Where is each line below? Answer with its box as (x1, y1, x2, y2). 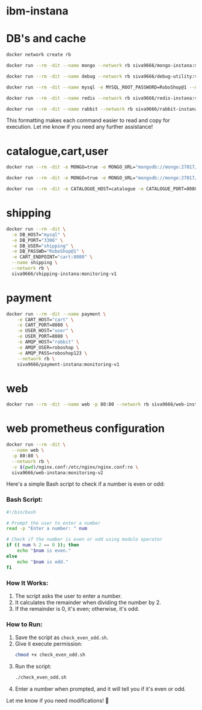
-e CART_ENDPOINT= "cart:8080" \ (11, 254, 93, 260)
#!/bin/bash (6, 509, 36, 515)
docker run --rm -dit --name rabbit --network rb (6, 106, 133, 112)
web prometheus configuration (6, 422, 165, 436)
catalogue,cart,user (6, 144, 109, 158)
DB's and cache (6, 32, 86, 46)
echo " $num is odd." (17, 558, 69, 565)
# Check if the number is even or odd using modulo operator (6, 537, 163, 543)
